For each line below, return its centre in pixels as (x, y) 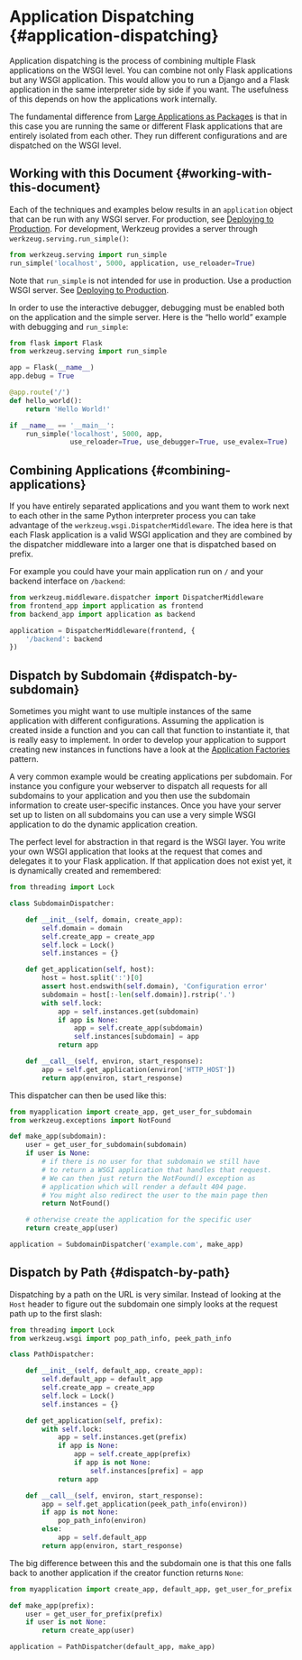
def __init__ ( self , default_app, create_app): (114, 1371)
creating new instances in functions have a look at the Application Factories (150, 749)
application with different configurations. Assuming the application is (137, 721)
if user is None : (58, 1153)
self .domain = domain (82, 928)
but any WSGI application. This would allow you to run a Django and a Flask (150, 79)
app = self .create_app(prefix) (133, 1454)
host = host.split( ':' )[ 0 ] (92, 978)
